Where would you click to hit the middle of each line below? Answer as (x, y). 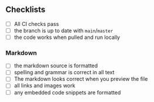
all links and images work (45, 85)
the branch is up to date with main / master (63, 30)
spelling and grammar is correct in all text (64, 73)
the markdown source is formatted (56, 66)
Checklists (26, 10)
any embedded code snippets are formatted (67, 92)
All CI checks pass (36, 24)
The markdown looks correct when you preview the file (81, 79)
